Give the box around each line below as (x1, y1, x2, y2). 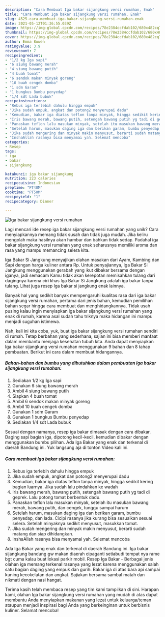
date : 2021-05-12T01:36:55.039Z (5, 21, 71, 26)
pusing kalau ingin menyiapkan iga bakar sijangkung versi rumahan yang (5, 308, 152, 314)
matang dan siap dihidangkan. (12, 531, 74, 537)
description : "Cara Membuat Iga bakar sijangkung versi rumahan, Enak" (5, 7, 155, 12)
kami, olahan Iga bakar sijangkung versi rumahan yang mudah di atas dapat (5, 592, 158, 598)
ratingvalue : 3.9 (5, 44, 41, 49)
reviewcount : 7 (5, 48, 36, 53)
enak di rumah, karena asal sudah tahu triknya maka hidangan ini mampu (5, 313, 153, 319)
